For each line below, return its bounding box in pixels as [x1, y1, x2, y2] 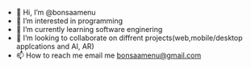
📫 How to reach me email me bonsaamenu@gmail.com [15, 50, 202, 60]
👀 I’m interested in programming [15, 16, 123, 26]
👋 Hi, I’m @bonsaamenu [15, 8, 96, 17]
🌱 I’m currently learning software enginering [15, 25, 163, 34]
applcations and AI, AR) [15, 42, 94, 51]
